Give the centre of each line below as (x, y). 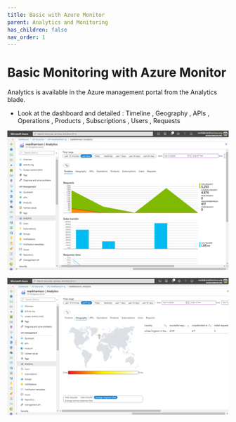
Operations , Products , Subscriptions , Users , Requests (99, 121)
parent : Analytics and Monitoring (58, 22)
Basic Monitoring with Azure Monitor (117, 73)
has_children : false (38, 30)
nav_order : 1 (26, 37)
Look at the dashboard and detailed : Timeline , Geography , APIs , (113, 113)
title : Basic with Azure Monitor (56, 15)
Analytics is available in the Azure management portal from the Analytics (112, 92)
